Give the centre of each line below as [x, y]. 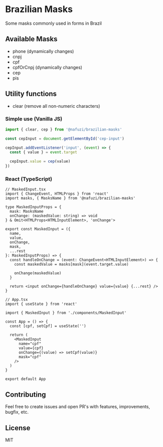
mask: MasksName [27, 212]
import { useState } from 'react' [41, 304]
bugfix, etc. [17, 412]
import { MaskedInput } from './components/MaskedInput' [66, 313]
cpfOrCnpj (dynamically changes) [47, 67]
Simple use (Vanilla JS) [34, 119]
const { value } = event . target [44, 152]
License [18, 428]
